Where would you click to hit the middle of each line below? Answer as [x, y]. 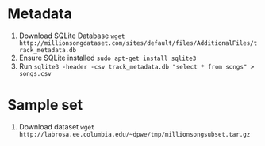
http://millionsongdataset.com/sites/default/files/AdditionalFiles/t [138, 43]
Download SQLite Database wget [72, 36]
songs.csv [35, 73]
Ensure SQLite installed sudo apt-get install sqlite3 [108, 58]
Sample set [45, 105]
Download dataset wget [57, 126]
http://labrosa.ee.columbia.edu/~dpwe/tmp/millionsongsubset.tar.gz [134, 134]
